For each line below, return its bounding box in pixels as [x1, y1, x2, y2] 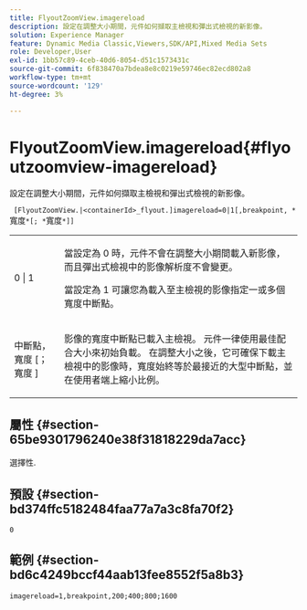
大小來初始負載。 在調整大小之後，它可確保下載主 [72, 346, 286, 359]
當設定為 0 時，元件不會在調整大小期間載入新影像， [63, 247, 286, 260]
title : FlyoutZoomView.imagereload [9, 13, 145, 23]
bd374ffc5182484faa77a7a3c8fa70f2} [9, 501, 235, 517]
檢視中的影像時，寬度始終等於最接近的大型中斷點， [63, 360, 284, 373]
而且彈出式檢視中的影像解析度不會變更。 [63, 261, 238, 274]
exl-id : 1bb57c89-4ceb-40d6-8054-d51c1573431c [9, 56, 190, 65]
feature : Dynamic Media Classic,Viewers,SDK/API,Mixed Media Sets [9, 38, 268, 48]
